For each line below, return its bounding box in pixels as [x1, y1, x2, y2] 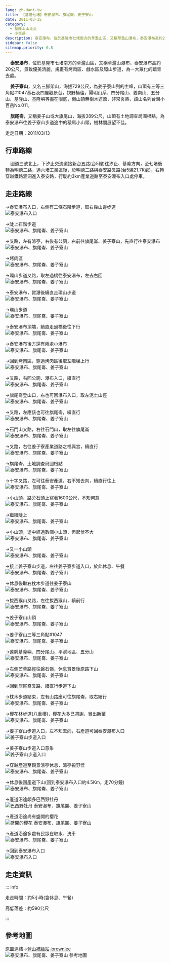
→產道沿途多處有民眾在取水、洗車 [5, 831, 76, 837]
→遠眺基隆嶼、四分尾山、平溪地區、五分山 [5, 649, 94, 655]
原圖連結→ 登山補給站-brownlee [5, 946, 71, 952]
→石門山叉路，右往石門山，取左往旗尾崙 [5, 426, 90, 432]
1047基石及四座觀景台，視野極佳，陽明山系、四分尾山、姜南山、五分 [17, 89, 160, 95]
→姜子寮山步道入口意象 [5, 745, 54, 751]
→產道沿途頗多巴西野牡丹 [5, 796, 59, 802]
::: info [5, 884, 19, 890]
